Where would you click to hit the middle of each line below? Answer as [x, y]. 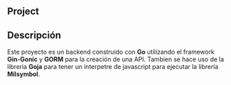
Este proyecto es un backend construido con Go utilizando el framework [111, 52]
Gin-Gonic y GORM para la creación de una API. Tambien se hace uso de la [116, 59]
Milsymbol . [24, 74]
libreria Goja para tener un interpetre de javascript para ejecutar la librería [113, 67]
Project [23, 11]
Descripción [34, 35]
